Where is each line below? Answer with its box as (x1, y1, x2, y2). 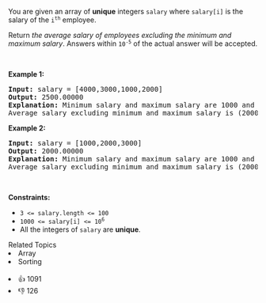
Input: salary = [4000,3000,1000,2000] (8, 85, 163, 93)
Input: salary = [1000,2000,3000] (8, 138, 142, 147)
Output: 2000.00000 (8, 146, 84, 155)
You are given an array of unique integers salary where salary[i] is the (8, 7, 244, 16)
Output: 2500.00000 (8, 93, 84, 101)
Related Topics (8, 241, 57, 249)
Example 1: (8, 70, 45, 78)
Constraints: (8, 193, 51, 202)
